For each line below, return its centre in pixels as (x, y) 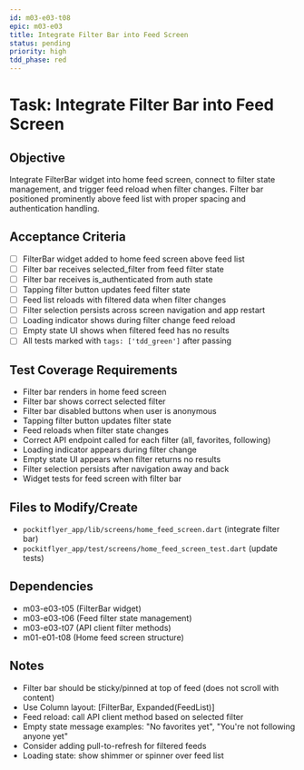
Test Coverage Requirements (93, 370)
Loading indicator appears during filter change (109, 449)
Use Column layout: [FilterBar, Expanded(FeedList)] (118, 707)
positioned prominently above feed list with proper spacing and (128, 199)
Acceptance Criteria (68, 237)
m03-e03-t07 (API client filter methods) (97, 627)
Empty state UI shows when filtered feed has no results (126, 331)
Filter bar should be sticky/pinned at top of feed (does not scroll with (151, 687)
